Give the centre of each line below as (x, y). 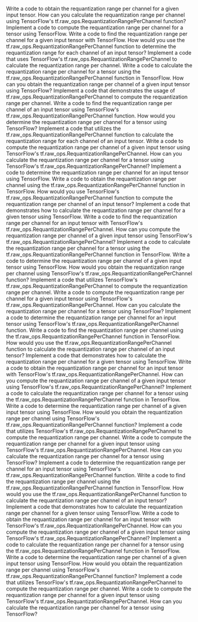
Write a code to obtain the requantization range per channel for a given (92, 9)
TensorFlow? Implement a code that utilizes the (64, 128)
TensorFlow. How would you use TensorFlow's (63, 191)
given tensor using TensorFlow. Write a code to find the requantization (92, 217)
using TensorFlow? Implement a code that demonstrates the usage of (91, 91)
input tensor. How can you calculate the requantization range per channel (95, 15)
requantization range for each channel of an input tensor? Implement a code (99, 53)
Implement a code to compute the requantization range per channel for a (95, 27)
